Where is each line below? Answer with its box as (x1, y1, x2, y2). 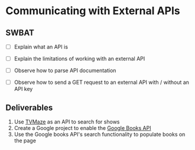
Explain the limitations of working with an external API (14, 55, 145, 63)
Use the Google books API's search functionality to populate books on (14, 131, 186, 138)
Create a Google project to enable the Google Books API (14, 125, 151, 132)
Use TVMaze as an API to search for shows (14, 118, 120, 125)
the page (14, 137, 37, 144)
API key (14, 86, 33, 93)
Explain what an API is (14, 43, 69, 50)
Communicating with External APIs (5, 4, 181, 18)
